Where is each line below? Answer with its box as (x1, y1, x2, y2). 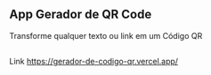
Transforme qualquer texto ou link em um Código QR (9, 30, 203, 41)
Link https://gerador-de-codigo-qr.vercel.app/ (9, 56, 179, 67)
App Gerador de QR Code (9, 7, 152, 22)
